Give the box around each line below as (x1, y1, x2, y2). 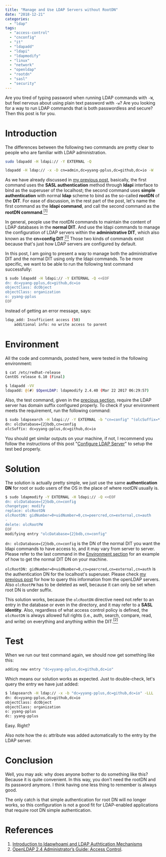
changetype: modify (5, 504, 45, 509)
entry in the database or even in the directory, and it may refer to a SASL (5, 602, 153, 608)
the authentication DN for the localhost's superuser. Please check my (5, 571, 147, 577)
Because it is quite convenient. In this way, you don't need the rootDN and (5, 777, 156, 783)
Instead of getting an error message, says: (5, 308, 91, 314)
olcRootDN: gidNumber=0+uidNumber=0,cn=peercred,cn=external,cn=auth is (5, 566, 156, 571)
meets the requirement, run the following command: (5, 407, 111, 414)
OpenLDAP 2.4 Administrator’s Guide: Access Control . (12, 846, 123, 853)
